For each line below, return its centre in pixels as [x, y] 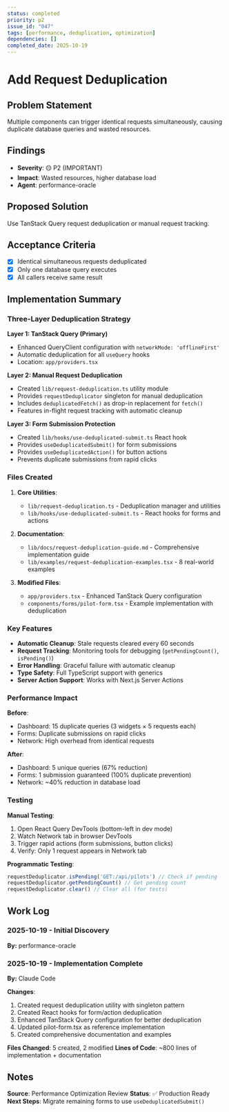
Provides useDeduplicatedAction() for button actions [92, 452]
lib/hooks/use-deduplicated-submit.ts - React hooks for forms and [124, 513]
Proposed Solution [48, 207]
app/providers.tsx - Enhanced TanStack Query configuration [114, 596]
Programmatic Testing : [41, 864]
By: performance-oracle [42, 945]
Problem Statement [50, 105]
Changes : [21, 992]
